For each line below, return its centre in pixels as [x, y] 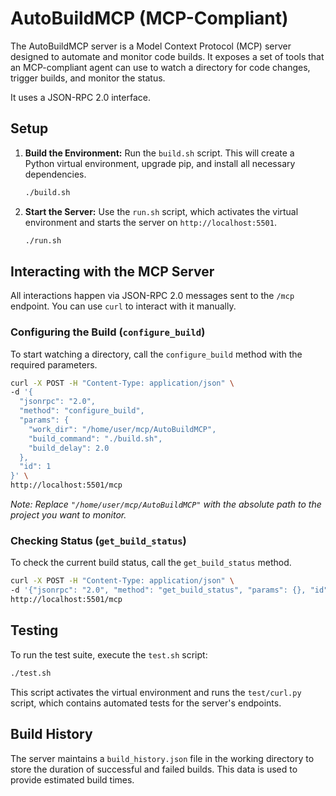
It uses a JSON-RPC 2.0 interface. [80, 97]
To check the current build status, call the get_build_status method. [151, 563]
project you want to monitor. [68, 515]
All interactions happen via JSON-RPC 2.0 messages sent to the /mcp [152, 296]
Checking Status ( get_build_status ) [98, 541]
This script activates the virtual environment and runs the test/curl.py [156, 692]
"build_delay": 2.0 [69, 448]
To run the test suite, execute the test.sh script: [109, 654]
